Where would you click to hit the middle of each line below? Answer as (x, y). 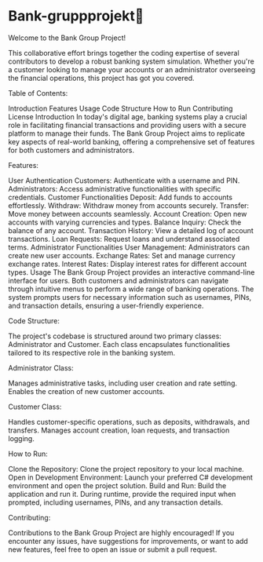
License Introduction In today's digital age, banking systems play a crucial (128, 116)
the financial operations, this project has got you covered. (101, 78)
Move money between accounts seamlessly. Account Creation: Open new (128, 213)
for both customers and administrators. (71, 150)
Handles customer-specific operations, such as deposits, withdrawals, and (129, 421)
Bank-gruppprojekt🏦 (76, 16)
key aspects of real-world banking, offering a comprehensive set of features (131, 141)
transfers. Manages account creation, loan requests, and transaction (119, 430)
